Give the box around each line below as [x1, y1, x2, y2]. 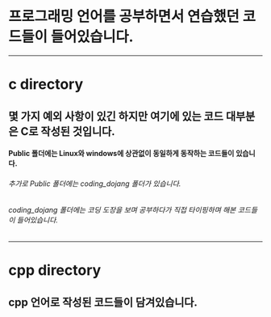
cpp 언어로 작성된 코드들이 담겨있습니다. [8, 295, 198, 309]
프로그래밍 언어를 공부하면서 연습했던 [8, 7, 240, 26]
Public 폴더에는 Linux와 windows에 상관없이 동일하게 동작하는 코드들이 [8, 149, 235, 158]
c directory [8, 75, 84, 94]
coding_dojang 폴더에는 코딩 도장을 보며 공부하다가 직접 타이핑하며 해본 [8, 205, 236, 215]
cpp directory [8, 261, 102, 280]
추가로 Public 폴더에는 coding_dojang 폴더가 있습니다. [8, 179, 181, 188]
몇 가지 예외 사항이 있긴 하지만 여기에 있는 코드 [8, 109, 224, 123]
